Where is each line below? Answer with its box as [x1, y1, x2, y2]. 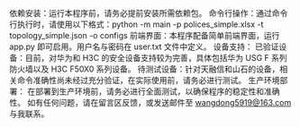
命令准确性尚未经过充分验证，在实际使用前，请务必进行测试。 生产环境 [16, 75, 280, 85]
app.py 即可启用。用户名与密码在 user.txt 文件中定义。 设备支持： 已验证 [9, 41, 279, 52]
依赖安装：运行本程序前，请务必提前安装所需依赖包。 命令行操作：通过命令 [9, 8, 288, 18]
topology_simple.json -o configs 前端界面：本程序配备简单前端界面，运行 [9, 30, 280, 40]
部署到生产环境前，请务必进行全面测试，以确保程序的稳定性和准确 [34, 86, 280, 97]
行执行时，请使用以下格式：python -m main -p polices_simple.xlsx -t [9, 19, 264, 30]
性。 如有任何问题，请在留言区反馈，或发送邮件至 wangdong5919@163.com [9, 97, 292, 107]
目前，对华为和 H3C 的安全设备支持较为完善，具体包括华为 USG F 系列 [24, 53, 288, 63]
